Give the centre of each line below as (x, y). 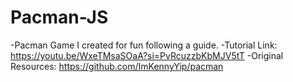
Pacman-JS (59, 17)
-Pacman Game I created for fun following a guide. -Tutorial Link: (144, 45)
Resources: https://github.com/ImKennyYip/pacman (117, 66)
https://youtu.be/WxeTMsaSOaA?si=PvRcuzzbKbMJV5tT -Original (147, 55)
